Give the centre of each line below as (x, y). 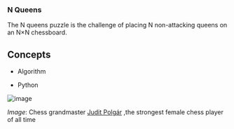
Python (28, 85)
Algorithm (32, 72)
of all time (22, 120)
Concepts (29, 54)
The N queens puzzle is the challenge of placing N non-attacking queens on (117, 25)
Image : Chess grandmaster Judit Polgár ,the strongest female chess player (116, 112)
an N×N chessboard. (37, 32)
